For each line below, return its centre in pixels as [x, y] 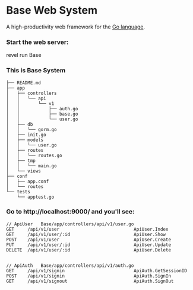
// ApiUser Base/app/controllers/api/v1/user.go [70, 224]
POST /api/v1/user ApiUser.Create [88, 240]
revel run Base [24, 55]
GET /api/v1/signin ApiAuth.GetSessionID [96, 270]
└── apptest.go [36, 197]
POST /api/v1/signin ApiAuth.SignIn [88, 276]
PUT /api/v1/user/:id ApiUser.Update [88, 245]
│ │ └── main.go [32, 166]
